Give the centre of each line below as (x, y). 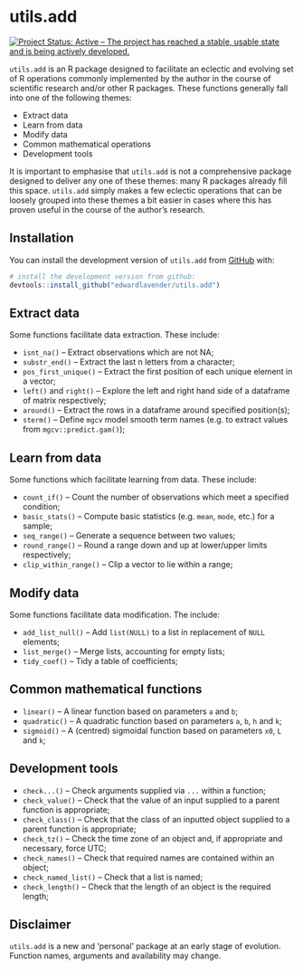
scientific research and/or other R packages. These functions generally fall (149, 88)
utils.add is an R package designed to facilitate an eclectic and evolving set (151, 69)
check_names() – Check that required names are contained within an (148, 858)
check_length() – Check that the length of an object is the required (147, 886)
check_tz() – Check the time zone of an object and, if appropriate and (152, 838)
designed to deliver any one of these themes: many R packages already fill (148, 181)
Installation (42, 238)
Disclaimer (40, 924)
